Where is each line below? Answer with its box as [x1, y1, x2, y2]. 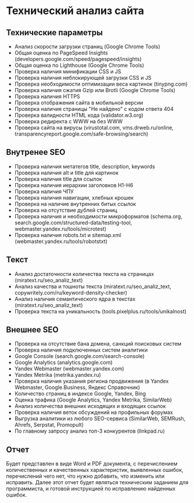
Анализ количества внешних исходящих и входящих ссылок [14, 403, 167, 410]
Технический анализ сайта [6, 4, 144, 18]
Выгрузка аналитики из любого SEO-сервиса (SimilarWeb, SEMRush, [14, 415, 186, 422]
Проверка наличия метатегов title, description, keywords [14, 163, 155, 170]
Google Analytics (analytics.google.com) [14, 359, 113, 366]
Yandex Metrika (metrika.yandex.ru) [14, 372, 101, 379]
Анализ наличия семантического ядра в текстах [14, 295, 136, 302]
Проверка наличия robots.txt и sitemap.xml [14, 231, 122, 238]
